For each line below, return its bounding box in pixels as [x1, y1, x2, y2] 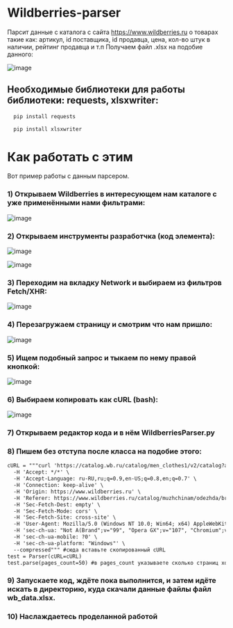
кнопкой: [7, 362, 40, 371]
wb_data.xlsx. [7, 593, 55, 603]
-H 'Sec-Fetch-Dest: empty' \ [13, 501, 101, 508]
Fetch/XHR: [7, 287, 47, 296]
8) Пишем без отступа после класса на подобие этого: [7, 446, 202, 456]
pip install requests [13, 113, 76, 120]
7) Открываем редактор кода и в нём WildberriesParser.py [7, 428, 215, 437]
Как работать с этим [7, 149, 133, 165]
